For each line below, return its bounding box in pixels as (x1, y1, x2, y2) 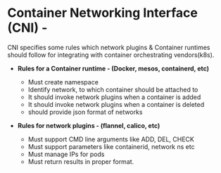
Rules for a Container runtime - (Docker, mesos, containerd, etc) (17, 64, 210, 72)
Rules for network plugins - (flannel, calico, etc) (17, 121, 160, 129)
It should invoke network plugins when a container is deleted (27, 100, 205, 108)
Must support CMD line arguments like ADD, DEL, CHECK (27, 135, 195, 143)
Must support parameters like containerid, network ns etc (27, 142, 195, 150)
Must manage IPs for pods (27, 150, 105, 158)
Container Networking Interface (7, 5, 198, 21)
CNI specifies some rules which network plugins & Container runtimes (7, 43, 210, 51)
